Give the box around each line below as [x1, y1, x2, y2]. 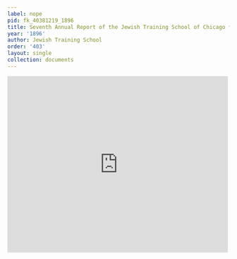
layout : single [7, 50, 52, 57]
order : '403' [7, 43, 46, 50]
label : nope [7, 10, 42, 18]
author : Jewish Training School [7, 37, 102, 44]
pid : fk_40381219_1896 [7, 17, 74, 24]
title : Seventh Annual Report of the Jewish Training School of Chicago [7, 23, 226, 30]
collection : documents [7, 56, 74, 64]
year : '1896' [7, 30, 46, 37]
